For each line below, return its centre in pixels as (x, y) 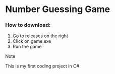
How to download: (28, 25)
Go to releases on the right (40, 36)
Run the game (27, 47)
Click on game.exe (32, 41)
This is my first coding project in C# (42, 66)
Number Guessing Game (58, 9)
